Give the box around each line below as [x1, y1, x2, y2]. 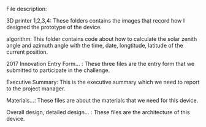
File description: [6, 5, 47, 12]
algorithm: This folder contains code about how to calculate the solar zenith [6, 35, 197, 42]
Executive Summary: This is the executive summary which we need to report [6, 79, 200, 85]
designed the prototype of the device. [6, 24, 102, 31]
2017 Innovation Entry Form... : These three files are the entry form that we [6, 60, 195, 67]
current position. [6, 48, 48, 56]
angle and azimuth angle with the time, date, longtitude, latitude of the [6, 42, 183, 49]
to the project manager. [6, 85, 66, 92]
